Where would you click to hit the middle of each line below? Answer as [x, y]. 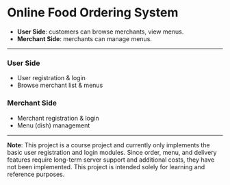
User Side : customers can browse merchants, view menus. [100, 32]
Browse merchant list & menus [60, 85]
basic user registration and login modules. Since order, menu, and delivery [112, 152]
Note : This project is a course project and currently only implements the [108, 145]
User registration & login [51, 78]
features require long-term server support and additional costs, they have [111, 160]
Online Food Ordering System [93, 13]
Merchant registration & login [58, 118]
